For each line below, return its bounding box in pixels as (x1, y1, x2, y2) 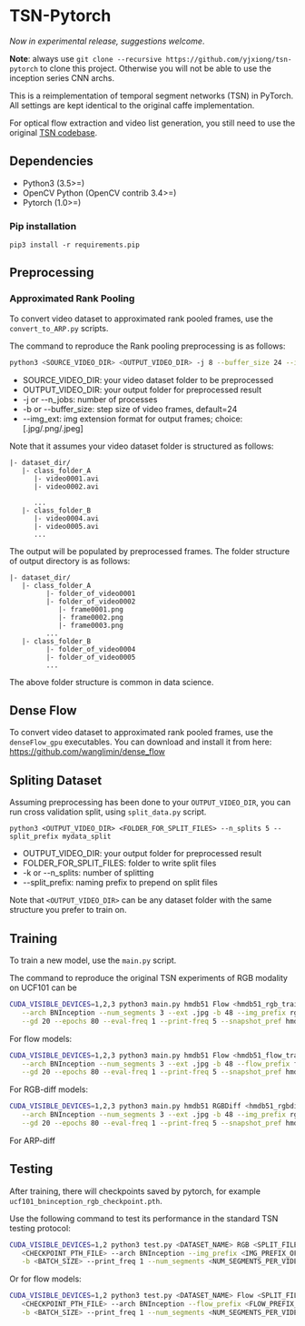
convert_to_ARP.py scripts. (9, 322, 109, 333)
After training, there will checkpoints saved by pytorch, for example (9, 1185, 261, 1197)
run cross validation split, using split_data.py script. (9, 806, 207, 817)
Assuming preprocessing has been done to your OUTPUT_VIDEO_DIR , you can (9, 797, 291, 808)
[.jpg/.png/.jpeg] (22, 422, 84, 433)
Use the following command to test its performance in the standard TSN (9, 1212, 279, 1224)
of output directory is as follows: (9, 555, 131, 566)
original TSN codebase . (9, 127, 98, 137)
